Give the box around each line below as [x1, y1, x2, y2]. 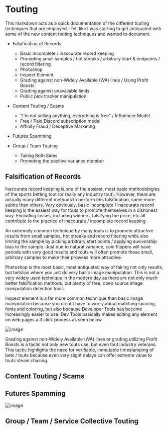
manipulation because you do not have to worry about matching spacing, [5, 300, 156, 306]
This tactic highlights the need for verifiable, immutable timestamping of [5, 347, 154, 353]
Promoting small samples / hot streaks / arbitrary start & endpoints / [20, 55, 160, 61]
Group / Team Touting [12, 142, 58, 149]
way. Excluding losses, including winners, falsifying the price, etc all [5, 212, 145, 218]
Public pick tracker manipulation [20, 93, 87, 99]
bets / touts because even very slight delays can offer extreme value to [5, 352, 152, 358]
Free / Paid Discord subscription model [20, 118, 101, 124]
